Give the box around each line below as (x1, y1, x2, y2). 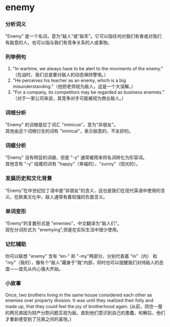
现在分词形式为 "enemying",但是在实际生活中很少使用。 (5, 226, 121, 233)
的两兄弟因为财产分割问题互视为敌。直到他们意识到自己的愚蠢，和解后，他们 (5, 310, 165, 316)
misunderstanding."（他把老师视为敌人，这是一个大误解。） (12, 83, 136, 89)
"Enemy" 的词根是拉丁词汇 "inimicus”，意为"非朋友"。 (5, 122, 118, 128)
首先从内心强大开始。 (18, 266, 63, 272)
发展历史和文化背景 (5, 175, 52, 182)
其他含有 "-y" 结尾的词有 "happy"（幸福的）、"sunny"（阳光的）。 (5, 161, 141, 167)
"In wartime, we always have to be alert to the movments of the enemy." (12, 65, 163, 71)
